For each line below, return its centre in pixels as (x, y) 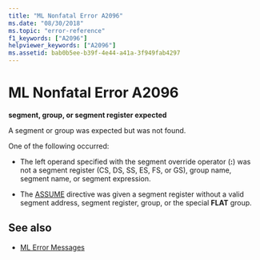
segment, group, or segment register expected (88, 115)
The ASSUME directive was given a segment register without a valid (132, 194)
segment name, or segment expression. (85, 178)
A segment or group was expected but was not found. (97, 130)
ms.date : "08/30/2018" (46, 23)
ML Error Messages (52, 247)
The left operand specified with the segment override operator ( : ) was (135, 161)
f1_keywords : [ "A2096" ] (48, 38)
